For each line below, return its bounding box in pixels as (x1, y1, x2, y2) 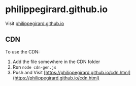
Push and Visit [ (12, 69, 46, 75)
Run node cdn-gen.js (12, 64, 57, 70)
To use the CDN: (5, 48, 40, 54)
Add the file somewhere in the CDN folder (12, 59, 100, 65)
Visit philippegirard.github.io (5, 20, 64, 26)
